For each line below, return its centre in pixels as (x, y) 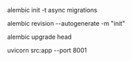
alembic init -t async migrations (52, 10)
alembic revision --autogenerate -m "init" (66, 23)
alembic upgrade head (39, 37)
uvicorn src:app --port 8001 (47, 50)
